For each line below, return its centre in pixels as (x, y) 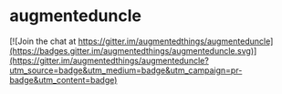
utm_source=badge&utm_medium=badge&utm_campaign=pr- (126, 70)
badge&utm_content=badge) (63, 79)
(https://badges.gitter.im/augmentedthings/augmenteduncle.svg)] (133, 50)
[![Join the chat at (43, 41)
